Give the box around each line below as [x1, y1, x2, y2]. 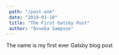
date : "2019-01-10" [8, 14, 58, 20]
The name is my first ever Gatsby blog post [6, 42, 113, 49]
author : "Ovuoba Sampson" [8, 25, 74, 32]
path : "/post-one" [8, 8, 55, 15]
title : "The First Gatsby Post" [8, 20, 90, 26]
